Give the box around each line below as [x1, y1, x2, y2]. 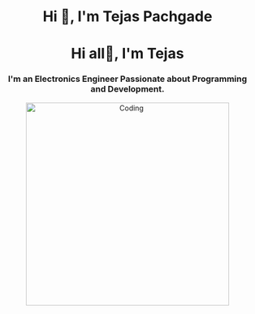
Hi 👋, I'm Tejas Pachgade [42, 7, 213, 26]
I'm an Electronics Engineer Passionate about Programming [7, 73, 248, 84]
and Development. [90, 84, 165, 95]
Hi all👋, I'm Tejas [71, 45, 184, 63]
